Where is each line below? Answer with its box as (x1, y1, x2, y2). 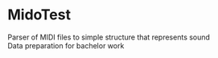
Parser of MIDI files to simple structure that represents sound (7, 32, 211, 42)
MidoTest (7, 6, 72, 24)
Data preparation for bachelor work (7, 40, 125, 50)
